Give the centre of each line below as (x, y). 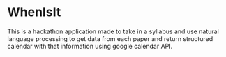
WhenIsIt (34, 12)
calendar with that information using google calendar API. (90, 46)
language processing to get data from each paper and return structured (110, 38)
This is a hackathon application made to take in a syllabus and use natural (113, 31)
